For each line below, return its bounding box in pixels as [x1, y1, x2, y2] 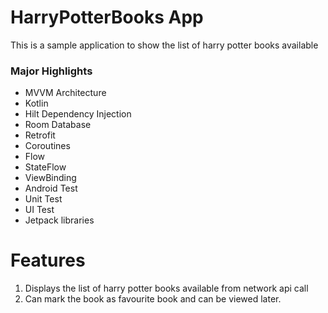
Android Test [24, 182, 78, 195]
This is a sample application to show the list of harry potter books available [10, 39, 319, 51]
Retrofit [24, 129, 56, 141]
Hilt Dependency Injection [24, 108, 132, 120]
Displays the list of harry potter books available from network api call [24, 282, 309, 295]
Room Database [24, 119, 92, 131]
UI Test [24, 204, 55, 216]
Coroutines [24, 140, 71, 152]
